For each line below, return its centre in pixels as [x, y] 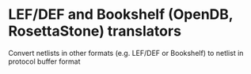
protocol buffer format [44, 61]
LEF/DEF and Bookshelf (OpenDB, [121, 15]
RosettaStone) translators [95, 31]
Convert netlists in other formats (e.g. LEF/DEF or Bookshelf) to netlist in [126, 53]
